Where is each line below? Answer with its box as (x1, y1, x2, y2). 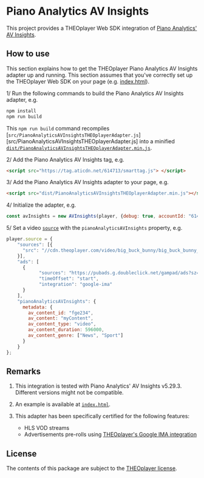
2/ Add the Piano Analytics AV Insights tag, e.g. (6, 155, 124, 163)
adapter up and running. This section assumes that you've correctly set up (6, 71, 193, 79)
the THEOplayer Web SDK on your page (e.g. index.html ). (6, 77, 150, 85)
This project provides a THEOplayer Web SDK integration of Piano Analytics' (6, 24, 197, 32)
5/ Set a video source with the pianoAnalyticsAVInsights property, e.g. (6, 224, 183, 232)
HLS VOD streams (24, 424, 70, 432)
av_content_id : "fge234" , (28, 310, 94, 316)
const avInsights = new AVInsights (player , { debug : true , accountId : (6, 213, 186, 219)
